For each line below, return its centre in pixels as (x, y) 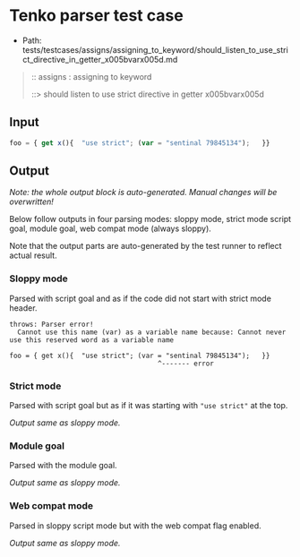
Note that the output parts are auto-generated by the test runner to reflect (146, 246)
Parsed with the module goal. (64, 466)
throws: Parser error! (51, 324)
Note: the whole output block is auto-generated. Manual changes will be (143, 193)
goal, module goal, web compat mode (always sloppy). (111, 228)
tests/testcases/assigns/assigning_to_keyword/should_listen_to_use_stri (155, 49)
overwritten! (31, 201)
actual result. (33, 255)
